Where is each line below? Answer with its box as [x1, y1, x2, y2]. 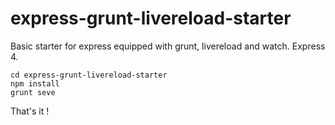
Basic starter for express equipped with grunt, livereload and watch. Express [10, 40, 326, 52]
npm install [10, 78, 60, 89]
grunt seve [10, 87, 56, 97]
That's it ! [10, 105, 50, 117]
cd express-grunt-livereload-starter [10, 70, 168, 80]
